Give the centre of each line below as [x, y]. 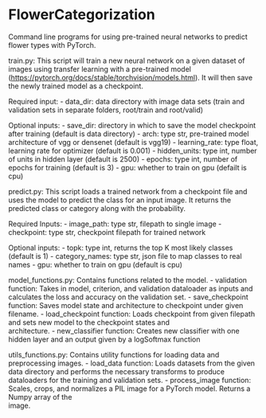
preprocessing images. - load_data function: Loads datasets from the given [132, 363]
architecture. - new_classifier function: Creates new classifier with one [124, 330]
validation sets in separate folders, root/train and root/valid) [106, 110]
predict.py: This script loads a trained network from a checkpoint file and [128, 191]
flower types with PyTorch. [52, 45]
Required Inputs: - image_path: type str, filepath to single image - [115, 224]
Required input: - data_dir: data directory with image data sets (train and [127, 101]
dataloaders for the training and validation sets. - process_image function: [130, 380]
